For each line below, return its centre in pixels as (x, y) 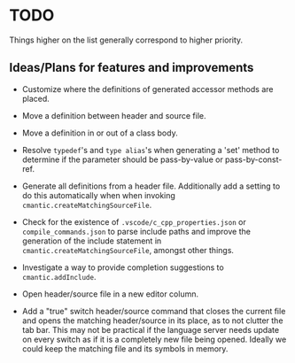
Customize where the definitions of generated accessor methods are (147, 89)
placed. (36, 98)
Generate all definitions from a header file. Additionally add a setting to (151, 186)
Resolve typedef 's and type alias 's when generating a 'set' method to (151, 150)
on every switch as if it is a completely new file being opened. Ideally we (154, 339)
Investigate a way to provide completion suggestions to (123, 267)
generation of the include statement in (92, 241)
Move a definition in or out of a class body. (100, 133)
